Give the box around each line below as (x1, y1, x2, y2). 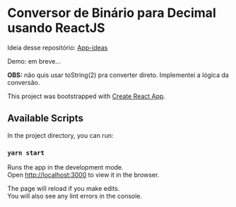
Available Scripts (7, 112, 83, 124)
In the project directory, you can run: (7, 131, 114, 139)
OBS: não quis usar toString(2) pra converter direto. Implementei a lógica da (7, 71, 230, 79)
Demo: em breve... (7, 57, 61, 65)
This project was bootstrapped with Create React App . (7, 92, 166, 100)
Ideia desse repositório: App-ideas (7, 43, 108, 52)
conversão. (7, 78, 40, 86)
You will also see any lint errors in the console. (7, 192, 143, 201)
